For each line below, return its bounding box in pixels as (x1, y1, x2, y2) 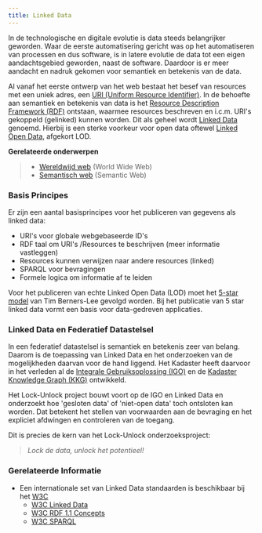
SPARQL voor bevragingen (19, 264, 106, 274)
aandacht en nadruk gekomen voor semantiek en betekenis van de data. (8, 66, 242, 75)
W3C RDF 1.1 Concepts (31, 508, 106, 517)
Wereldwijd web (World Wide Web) (38, 161, 153, 171)
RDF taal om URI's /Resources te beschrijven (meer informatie (19, 239, 220, 248)
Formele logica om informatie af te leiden (19, 272, 153, 282)
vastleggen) (19, 248, 59, 257)
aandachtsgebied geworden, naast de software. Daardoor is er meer (8, 58, 229, 67)
